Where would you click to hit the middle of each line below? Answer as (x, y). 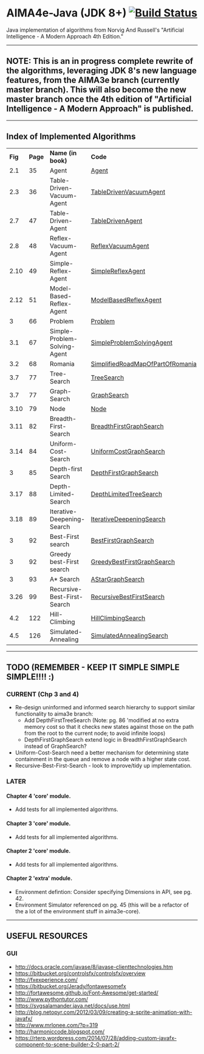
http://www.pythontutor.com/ (52, 999)
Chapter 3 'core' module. (39, 823)
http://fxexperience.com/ (46, 980)
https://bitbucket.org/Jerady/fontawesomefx (70, 986)
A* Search (65, 579)
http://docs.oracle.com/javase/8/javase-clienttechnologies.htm (94, 967)
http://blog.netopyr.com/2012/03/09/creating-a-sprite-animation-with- (104, 1012)
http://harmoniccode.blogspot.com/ (60, 1031)
